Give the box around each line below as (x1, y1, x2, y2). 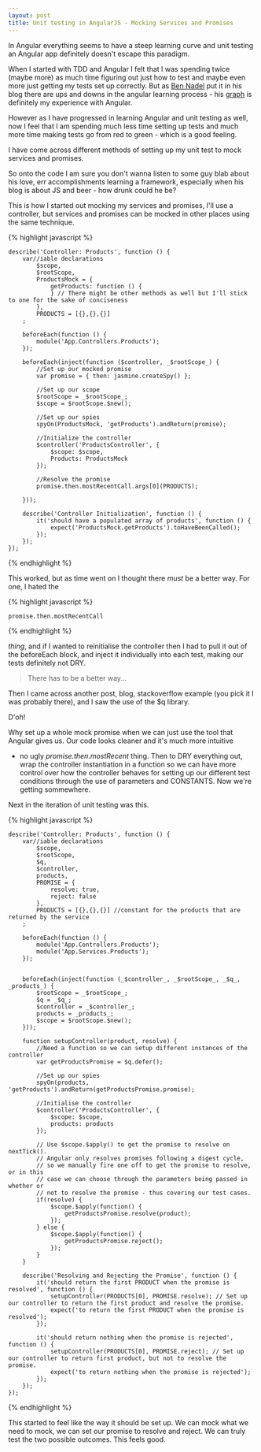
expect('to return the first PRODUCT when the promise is (50, 1305, 244, 1314)
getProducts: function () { (50, 282, 143, 290)
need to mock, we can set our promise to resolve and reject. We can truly (8, 1426, 246, 1435)
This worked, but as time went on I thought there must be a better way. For (8, 573, 250, 583)
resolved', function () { (8, 1285, 93, 1293)
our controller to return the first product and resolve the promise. (8, 1299, 244, 1307)
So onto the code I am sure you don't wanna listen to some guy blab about (8, 169, 249, 178)
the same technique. (8, 217, 75, 227)
